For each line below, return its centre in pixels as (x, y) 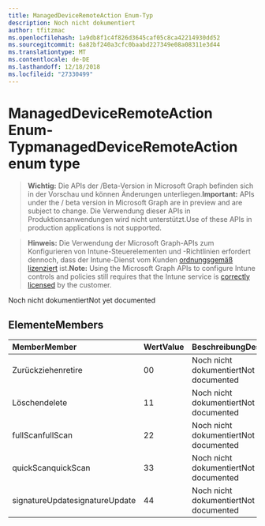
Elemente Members (56, 325)
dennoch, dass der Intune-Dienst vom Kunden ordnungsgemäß (130, 259)
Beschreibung (219, 347)
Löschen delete (40, 403)
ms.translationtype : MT (47, 52)
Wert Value (164, 347)
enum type (44, 163)
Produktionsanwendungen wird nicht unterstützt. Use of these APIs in (140, 219)
